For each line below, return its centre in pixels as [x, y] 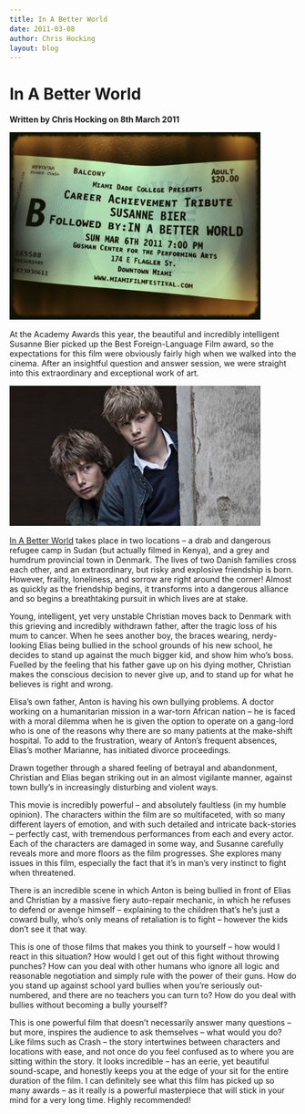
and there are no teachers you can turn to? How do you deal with [174, 995]
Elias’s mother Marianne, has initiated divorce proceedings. [120, 750]
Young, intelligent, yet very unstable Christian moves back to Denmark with [150, 616]
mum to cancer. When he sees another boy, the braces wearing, [130, 636]
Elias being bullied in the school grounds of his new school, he [156, 645]
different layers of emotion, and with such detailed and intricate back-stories [153, 824]
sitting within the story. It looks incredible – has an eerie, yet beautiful [139, 1061]
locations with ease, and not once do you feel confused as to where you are [152, 1052]
